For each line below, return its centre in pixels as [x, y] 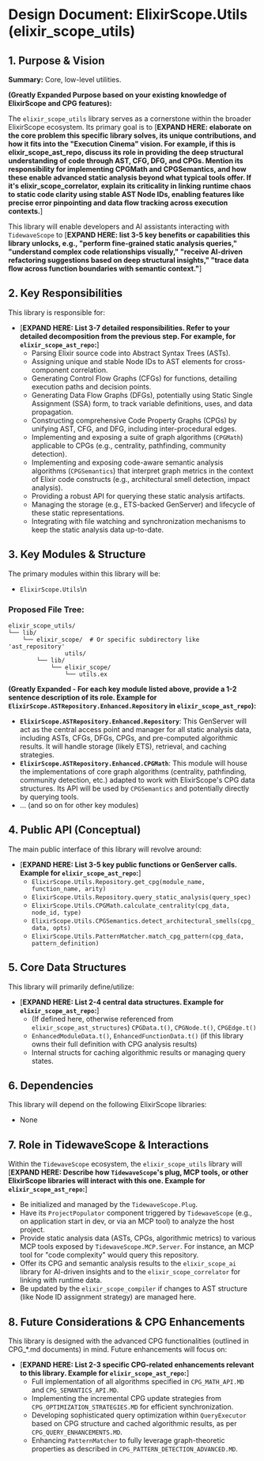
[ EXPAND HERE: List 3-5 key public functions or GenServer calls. [128, 864]
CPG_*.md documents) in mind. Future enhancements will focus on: [118, 1349]
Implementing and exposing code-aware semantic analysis [127, 462]
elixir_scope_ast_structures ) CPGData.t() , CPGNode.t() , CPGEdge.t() [144, 1027]
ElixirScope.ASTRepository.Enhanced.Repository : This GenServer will [133, 721]
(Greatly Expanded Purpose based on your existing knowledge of [117, 95]
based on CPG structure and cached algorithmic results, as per [134, 1423]
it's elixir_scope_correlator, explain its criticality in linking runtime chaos [130, 186]
